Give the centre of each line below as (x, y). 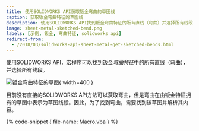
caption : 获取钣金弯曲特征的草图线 (45, 17)
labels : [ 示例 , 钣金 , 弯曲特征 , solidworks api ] (64, 34)
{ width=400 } (76, 82)
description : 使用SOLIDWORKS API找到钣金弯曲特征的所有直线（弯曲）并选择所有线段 (99, 23)
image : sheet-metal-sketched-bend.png (54, 28)
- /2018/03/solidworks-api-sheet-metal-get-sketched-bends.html (93, 45)
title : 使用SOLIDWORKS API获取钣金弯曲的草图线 (61, 12)
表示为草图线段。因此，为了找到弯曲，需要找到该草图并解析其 (107, 102)
